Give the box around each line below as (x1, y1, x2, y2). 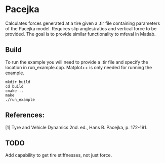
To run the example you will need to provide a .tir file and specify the (5, 59, 148, 65)
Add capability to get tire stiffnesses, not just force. (5, 152, 112, 158)
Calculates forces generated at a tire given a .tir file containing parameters (5, 20, 160, 26)
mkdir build (5, 79, 30, 84)
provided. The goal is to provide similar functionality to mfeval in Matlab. (5, 31, 156, 37)
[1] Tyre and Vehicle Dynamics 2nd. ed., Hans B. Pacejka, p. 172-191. (5, 124, 148, 130)
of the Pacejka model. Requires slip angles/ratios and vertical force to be (5, 25, 157, 31)
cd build (5, 84, 24, 89)
